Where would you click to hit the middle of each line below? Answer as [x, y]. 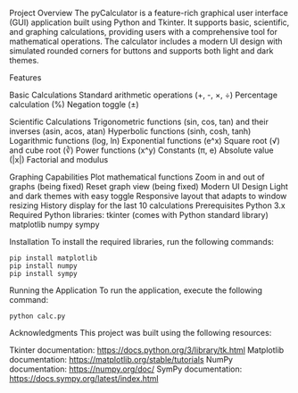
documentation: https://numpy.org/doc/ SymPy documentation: [126, 369]
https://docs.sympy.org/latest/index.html [84, 378]
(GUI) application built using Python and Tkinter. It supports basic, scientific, [149, 22]
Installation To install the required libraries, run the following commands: [142, 242]
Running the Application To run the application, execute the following [136, 290]
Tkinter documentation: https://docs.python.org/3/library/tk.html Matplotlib [147, 350]
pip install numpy [43, 266]
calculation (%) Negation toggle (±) [74, 105]
